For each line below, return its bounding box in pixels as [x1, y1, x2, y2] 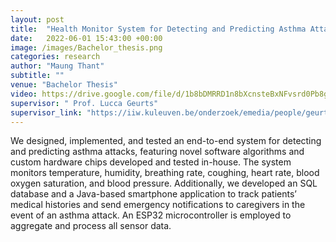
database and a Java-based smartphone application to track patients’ [10, 188, 297, 200]
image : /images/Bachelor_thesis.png [10, 42, 163, 53]
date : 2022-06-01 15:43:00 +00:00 [10, 33, 163, 43]
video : [10, 89, 38, 99]
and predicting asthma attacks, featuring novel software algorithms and [10, 146, 305, 158]
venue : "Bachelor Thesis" [10, 80, 118, 90]
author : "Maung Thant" [10, 61, 105, 71]
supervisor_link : [10, 107, 83, 118]
